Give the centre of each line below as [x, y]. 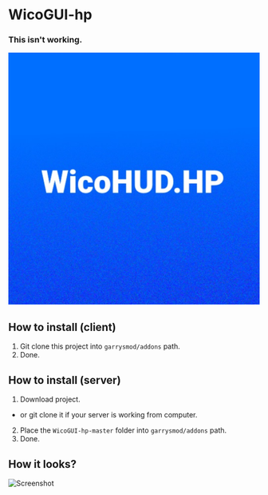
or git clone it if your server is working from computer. [108, 415]
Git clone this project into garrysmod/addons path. [100, 346]
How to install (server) [65, 380]
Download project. [50, 399]
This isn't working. [45, 40]
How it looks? [43, 464]
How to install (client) [63, 327]
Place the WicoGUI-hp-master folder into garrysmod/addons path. [123, 430]
